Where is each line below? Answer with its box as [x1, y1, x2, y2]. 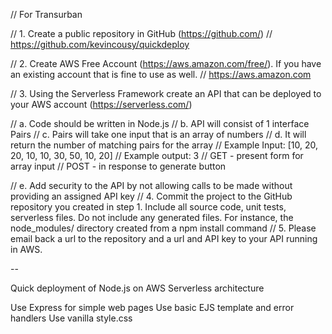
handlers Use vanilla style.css [10, 312, 133, 324]
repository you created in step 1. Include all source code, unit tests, [10, 201, 287, 213]
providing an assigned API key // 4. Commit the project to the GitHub [10, 190, 293, 202]
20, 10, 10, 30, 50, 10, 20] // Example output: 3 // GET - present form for [10, 150, 304, 161]
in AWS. [10, 244, 43, 255]
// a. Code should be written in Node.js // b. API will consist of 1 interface [10, 118, 310, 129]
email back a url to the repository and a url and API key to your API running [10, 233, 318, 244]
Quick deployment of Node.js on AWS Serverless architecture [10, 282, 265, 294]
